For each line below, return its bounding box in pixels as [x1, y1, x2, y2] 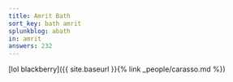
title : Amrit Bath [8, 11, 71, 20]
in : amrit [8, 34, 42, 43]
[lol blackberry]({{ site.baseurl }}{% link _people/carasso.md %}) [8, 64, 226, 74]
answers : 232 [8, 42, 53, 50]
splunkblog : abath [8, 27, 71, 35]
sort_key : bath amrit [8, 19, 82, 28]
